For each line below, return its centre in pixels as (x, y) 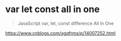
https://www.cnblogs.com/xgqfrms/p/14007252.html (60, 33)
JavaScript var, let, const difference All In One (66, 23)
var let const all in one (53, 9)
